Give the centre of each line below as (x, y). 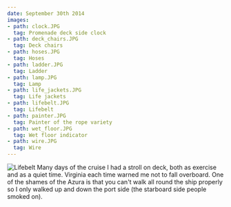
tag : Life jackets (40, 97)
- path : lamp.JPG (32, 77)
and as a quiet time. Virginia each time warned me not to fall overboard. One (115, 175)
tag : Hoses (29, 58)
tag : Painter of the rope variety (63, 122)
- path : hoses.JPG (33, 52)
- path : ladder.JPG (35, 65)
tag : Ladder (31, 71)
